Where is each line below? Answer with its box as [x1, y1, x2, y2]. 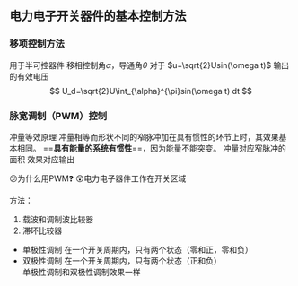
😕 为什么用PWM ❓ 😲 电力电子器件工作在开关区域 [9, 173, 187, 184]
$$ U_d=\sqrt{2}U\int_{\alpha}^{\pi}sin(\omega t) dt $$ [48, 85, 253, 96]
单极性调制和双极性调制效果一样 [22, 266, 141, 277]
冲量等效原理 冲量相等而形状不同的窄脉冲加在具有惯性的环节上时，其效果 [9, 131, 279, 142]
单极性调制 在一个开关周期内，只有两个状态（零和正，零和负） [22, 244, 253, 255]
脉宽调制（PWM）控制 [9, 109, 108, 122]
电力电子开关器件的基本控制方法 [9, 8, 187, 24]
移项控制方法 [9, 38, 66, 50]
